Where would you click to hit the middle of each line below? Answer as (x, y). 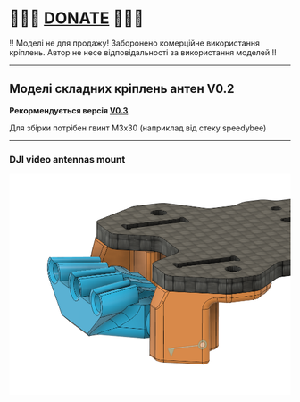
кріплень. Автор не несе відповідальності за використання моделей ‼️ (143, 52)
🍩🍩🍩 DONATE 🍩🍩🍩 (77, 18)
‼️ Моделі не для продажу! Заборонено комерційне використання (135, 43)
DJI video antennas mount (67, 159)
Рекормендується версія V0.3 (69, 110)
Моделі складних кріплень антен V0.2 (122, 89)
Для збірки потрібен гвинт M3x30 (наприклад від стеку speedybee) (138, 128)
